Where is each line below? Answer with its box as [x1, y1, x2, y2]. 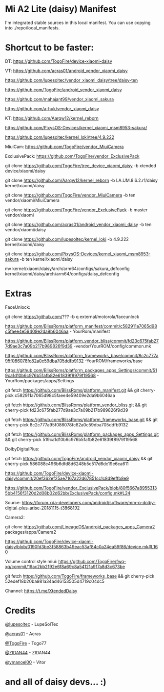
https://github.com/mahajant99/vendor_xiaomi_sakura [5, 96, 114, 102]
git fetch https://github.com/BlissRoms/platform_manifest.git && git [5, 387, 140, 393]
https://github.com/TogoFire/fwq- [58, 558, 126, 564]
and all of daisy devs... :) [5, 676, 106, 687]
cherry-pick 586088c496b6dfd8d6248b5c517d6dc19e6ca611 [5, 461, 129, 467]
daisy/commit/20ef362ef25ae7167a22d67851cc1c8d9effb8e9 [5, 475, 129, 481]
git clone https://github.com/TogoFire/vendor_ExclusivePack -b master [5, 207, 148, 213]
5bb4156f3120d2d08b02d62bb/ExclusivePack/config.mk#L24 [5, 490, 131, 496]
